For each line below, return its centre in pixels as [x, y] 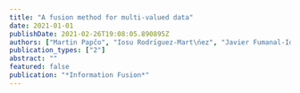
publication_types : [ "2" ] [57, 50]
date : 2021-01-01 [42, 26]
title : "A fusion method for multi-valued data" [101, 17]
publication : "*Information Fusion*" [79, 75]
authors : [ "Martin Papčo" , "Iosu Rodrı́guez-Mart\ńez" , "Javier [129, 42]
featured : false [39, 67]
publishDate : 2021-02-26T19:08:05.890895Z [89, 34]
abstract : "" [33, 58]
